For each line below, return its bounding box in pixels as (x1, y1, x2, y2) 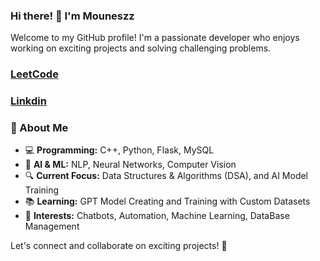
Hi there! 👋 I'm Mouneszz (10, 9, 135, 23)
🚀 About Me (10, 121, 69, 135)
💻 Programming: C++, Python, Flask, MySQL (24, 144, 215, 156)
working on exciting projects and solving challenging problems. (10, 42, 272, 54)
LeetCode (10, 67, 59, 81)
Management (24, 220, 80, 233)
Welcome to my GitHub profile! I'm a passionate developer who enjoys (10, 32, 300, 44)
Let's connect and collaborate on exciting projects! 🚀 (10, 240, 228, 252)
